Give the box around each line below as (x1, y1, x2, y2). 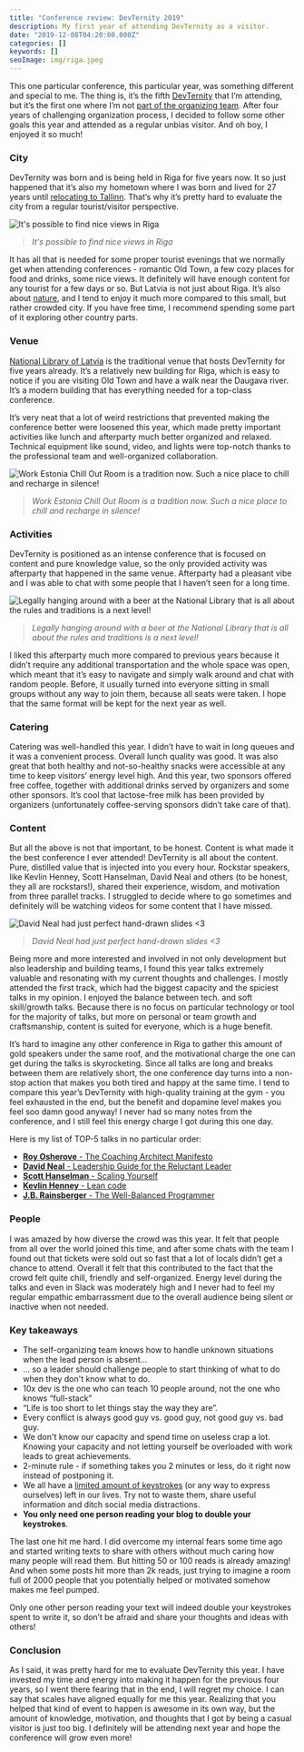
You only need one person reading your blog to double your (22, 1509, 251, 1520)
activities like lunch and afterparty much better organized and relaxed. (9, 431, 272, 442)
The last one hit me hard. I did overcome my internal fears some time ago (9, 1536, 283, 1547)
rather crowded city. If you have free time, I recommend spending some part (9, 302, 295, 314)
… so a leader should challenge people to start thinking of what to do (22, 1364, 280, 1374)
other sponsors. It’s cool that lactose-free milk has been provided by (9, 790, 265, 800)
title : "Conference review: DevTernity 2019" (9, 13, 184, 23)
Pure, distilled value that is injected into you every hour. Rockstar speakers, (9, 861, 290, 873)
